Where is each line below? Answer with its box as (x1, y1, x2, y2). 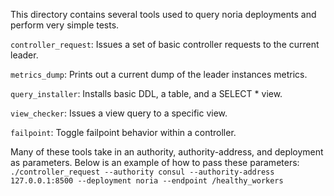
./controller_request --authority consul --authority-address (10, 167, 275, 177)
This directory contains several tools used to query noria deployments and (10, 9, 317, 20)
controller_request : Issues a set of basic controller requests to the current (10, 39, 320, 50)
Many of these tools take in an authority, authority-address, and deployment (10, 146, 324, 158)
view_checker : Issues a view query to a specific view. (10, 107, 228, 119)
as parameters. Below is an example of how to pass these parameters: (10, 157, 300, 168)
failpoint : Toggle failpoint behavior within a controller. (10, 127, 237, 138)
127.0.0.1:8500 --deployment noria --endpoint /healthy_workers (10, 176, 284, 186)
